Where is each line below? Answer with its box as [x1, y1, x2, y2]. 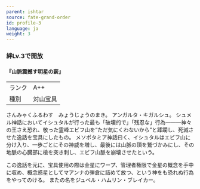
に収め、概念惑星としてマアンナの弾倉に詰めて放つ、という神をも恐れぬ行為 [6, 169, 194, 176]
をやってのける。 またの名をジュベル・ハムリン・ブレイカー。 [6, 176, 159, 184]
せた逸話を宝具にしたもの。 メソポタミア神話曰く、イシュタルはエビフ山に [6, 134, 191, 141]
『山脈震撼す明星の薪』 [6, 68, 64, 75]
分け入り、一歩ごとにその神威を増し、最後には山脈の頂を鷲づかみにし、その [6, 141, 195, 148]
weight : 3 [6, 31, 31, 37]
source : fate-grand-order [6, 14, 70, 20]
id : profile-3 [6, 20, 42, 26]
